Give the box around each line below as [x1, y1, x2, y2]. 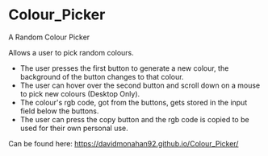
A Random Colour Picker [8, 32, 90, 42]
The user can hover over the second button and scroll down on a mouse [19, 80, 261, 90]
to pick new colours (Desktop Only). [19, 88, 140, 98]
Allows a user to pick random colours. [8, 47, 135, 57]
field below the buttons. [19, 106, 99, 116]
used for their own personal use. [19, 123, 129, 133]
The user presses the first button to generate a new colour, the [19, 63, 229, 73]
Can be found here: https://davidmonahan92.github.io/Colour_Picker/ [8, 138, 239, 148]
